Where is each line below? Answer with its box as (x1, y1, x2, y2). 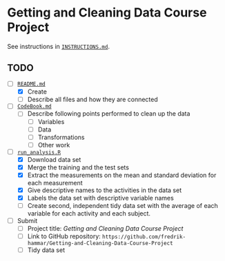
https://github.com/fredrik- (102, 233, 186, 240)
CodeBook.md (17, 103, 52, 110)
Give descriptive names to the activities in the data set (27, 186, 182, 194)
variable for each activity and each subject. (27, 209, 150, 218)
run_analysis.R (17, 149, 61, 156)
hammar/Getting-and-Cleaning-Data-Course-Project (27, 240, 174, 247)
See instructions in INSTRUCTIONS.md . (7, 42, 110, 50)
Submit (17, 216, 38, 225)
